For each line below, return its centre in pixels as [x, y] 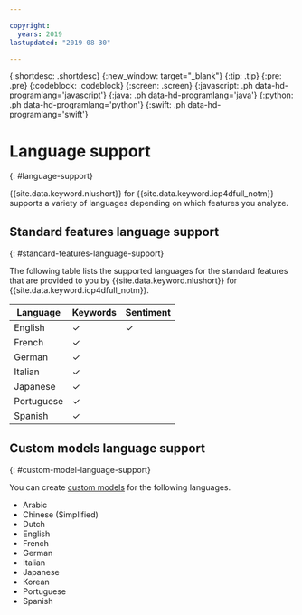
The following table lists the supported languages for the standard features [149, 271]
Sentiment [148, 313]
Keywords [94, 313]
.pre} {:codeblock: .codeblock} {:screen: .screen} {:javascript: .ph [131, 86]
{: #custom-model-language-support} [80, 469]
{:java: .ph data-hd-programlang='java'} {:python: [201, 95]
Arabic [35, 505]
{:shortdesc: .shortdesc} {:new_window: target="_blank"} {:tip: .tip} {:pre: [146, 76]
